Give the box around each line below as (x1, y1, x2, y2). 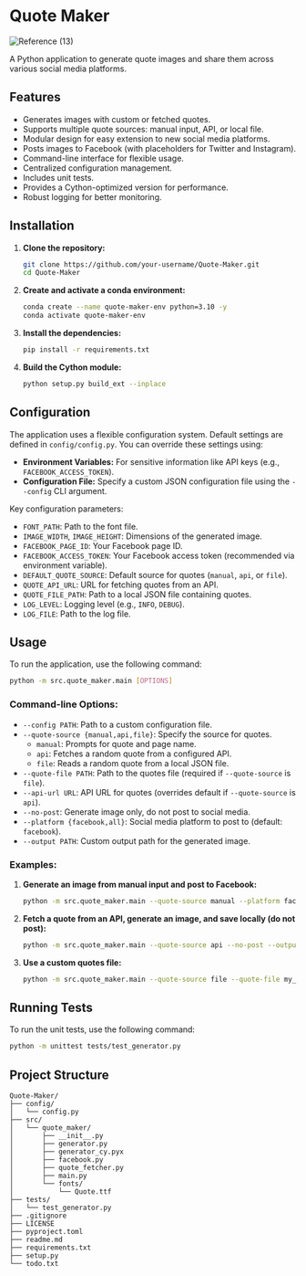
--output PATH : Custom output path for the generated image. (22, 835, 250, 846)
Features (9, 90, 61, 105)
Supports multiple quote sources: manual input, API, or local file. (22, 123, 264, 134)
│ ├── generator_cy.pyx (9, 1147, 125, 1156)
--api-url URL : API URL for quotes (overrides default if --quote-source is (22, 786, 296, 797)
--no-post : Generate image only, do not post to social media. (22, 806, 250, 817)
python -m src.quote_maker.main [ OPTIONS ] (9, 677, 173, 686)
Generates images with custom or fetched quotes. (22, 113, 211, 124)
